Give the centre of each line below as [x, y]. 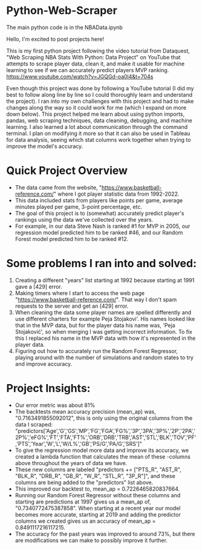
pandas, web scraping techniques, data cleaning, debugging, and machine [99, 120]
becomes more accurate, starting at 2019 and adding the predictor [98, 514]
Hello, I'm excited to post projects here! [55, 39]
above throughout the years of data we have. [71, 463]
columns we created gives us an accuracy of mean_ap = [85, 521]
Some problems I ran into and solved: [101, 263]
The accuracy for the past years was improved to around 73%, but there [105, 534]
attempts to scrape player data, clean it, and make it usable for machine [96, 64]
